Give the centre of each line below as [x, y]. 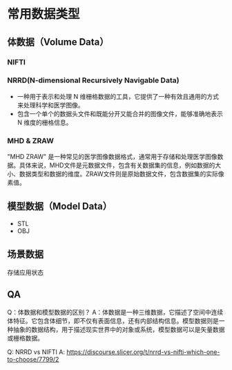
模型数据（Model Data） [60, 206]
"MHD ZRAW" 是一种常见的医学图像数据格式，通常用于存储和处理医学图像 [112, 157]
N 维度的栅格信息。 [45, 122]
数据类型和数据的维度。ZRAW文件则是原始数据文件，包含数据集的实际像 [122, 174]
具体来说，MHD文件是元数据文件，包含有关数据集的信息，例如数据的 [117, 165]
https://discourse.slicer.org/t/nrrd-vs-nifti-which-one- [143, 352]
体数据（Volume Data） [58, 42]
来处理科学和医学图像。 [50, 105]
